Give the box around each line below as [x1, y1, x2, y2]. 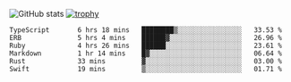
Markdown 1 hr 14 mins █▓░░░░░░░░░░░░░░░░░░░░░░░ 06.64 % [9, 49, 282, 58]
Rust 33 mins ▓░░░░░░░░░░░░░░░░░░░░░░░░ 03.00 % [9, 57, 282, 66]
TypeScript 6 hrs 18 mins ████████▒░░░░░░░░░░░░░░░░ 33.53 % [9, 26, 282, 35]
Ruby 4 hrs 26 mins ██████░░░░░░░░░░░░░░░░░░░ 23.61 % [9, 41, 282, 50]
